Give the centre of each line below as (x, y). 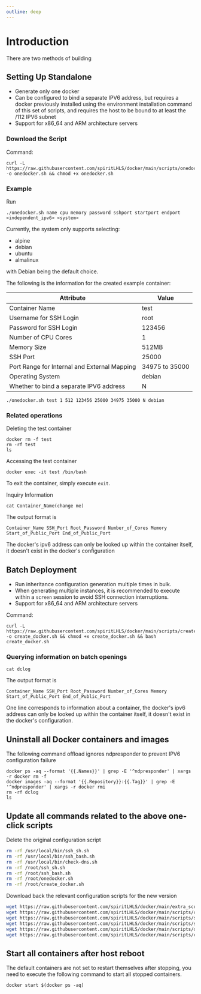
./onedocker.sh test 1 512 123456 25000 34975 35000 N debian (85, 400)
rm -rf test (21, 445)
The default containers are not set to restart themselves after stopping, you (99, 968)
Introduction (38, 41)
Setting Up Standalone (49, 77)
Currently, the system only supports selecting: (63, 229)
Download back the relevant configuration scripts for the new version (92, 896)
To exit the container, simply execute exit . (58, 483)
